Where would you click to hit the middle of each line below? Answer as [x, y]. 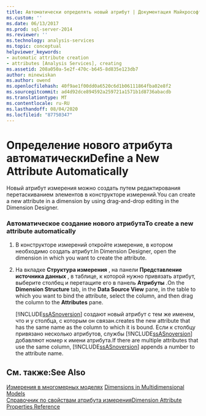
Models [16, 394]
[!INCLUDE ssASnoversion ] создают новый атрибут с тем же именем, [105, 314]
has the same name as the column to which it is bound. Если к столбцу [105, 327]
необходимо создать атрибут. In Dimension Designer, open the [96, 251]
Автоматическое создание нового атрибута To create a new [100, 223]
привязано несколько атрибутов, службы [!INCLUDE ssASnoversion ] [104, 333]
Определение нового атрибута [90, 145]
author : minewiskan [31, 75]
